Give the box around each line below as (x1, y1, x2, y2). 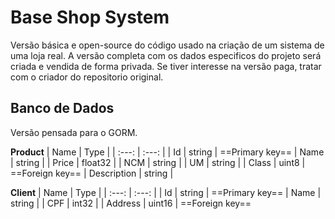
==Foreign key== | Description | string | (10, 167, 174, 179)
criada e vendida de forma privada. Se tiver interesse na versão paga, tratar (10, 60, 322, 72)
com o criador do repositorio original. (10, 71, 164, 83)
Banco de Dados (10, 100, 115, 117)
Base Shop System (10, 6, 170, 29)
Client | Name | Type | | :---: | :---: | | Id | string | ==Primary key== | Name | (10, 186, 322, 198)
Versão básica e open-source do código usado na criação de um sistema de (10, 39, 325, 51)
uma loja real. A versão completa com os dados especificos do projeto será (10, 49, 322, 61)
